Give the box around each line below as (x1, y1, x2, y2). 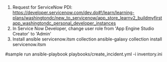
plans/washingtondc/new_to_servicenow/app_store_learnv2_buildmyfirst (12, 15, 163, 20)
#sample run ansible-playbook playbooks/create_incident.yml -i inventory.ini (5, 51, 163, 57)
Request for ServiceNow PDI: (12, 4, 73, 10)
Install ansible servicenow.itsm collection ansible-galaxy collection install (12, 36, 162, 42)
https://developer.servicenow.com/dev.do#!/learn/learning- (12, 9, 135, 15)
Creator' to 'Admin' (12, 31, 51, 36)
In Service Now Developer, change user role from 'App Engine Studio (12, 25, 155, 31)
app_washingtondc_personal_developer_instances (12, 20, 116, 26)
